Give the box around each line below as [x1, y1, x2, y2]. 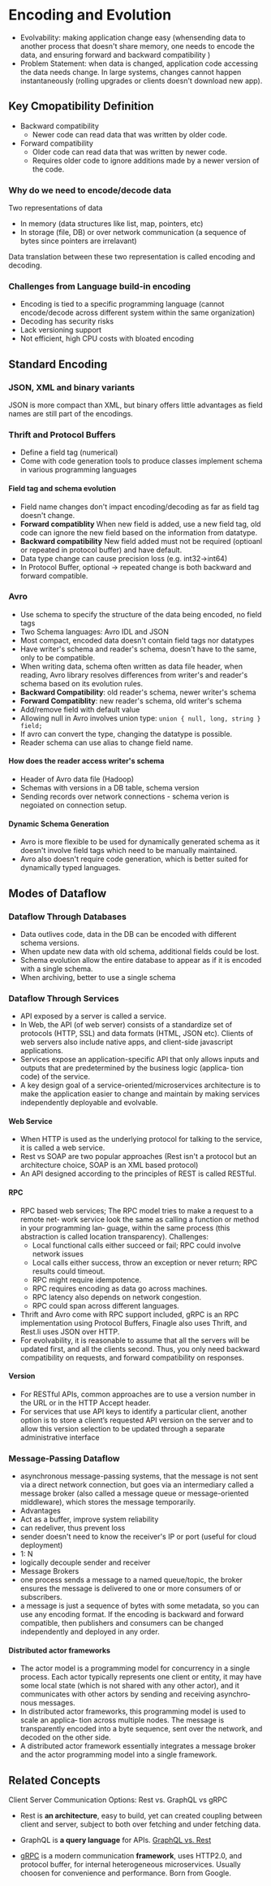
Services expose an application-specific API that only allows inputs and [19, 1055, 260, 1065]
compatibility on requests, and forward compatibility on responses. [19, 1352, 245, 1362]
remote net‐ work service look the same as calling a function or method [19, 1214, 260, 1224]
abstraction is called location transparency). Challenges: [19, 1231, 209, 1241]
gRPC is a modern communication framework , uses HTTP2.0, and [19, 1851, 242, 1861]
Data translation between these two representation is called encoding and [8, 252, 256, 262]
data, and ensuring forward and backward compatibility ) [19, 50, 211, 59]
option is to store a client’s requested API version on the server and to [19, 1415, 254, 1425]
